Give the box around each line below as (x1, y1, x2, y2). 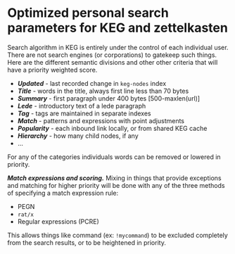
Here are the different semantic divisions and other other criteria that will (7, 58, 218, 66)
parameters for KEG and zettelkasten (7, 20, 229, 36)
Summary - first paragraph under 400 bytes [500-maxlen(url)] (17, 94, 201, 103)
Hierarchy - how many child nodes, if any (17, 132, 139, 140)
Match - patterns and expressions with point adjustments (17, 116, 185, 125)
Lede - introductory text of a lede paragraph (17, 101, 146, 110)
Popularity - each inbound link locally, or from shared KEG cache (17, 124, 208, 132)
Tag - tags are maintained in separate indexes (17, 109, 151, 118)
